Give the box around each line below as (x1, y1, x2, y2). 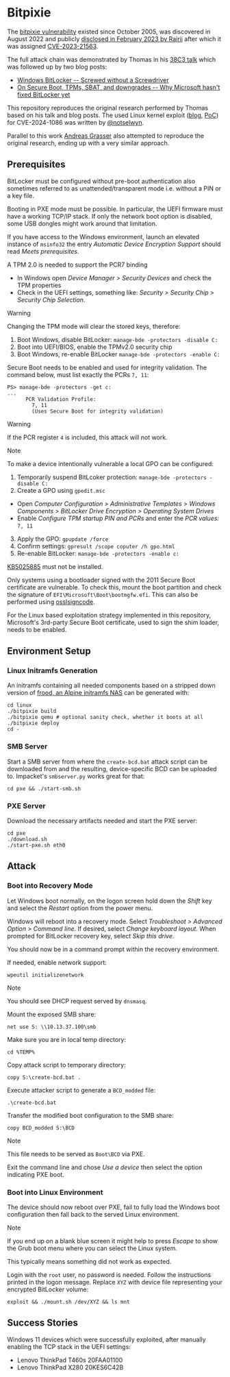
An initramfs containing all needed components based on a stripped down (7, 681, 216, 690)
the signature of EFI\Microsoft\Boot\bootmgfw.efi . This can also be (7, 590, 199, 598)
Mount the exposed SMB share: (7, 1010, 97, 1019)
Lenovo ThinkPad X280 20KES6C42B (16, 1363, 124, 1372)
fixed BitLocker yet (16, 90, 71, 99)
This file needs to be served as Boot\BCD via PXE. (7, 1149, 145, 1158)
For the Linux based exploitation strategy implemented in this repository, (7, 611, 212, 619)
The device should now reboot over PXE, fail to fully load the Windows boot (7, 1203, 220, 1211)
